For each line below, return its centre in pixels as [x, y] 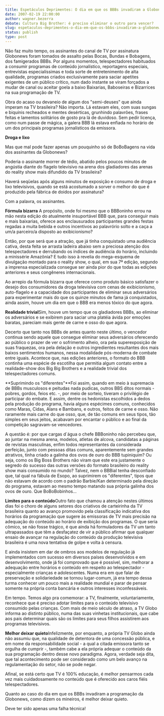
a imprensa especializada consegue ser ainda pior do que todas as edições [81, 267]
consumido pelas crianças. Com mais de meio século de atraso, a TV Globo [81, 608]
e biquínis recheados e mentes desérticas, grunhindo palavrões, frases [77, 112]
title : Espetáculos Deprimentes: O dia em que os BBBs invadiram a [75, 10]
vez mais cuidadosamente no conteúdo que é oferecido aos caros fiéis [76, 679]
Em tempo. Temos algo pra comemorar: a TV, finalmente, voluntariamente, [80, 598]
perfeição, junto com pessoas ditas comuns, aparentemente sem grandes [79, 450]
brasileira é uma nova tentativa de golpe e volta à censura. [64, 542]
